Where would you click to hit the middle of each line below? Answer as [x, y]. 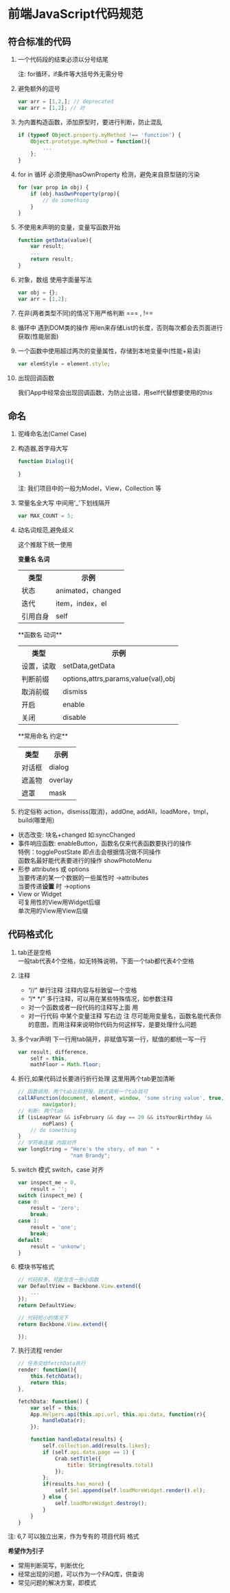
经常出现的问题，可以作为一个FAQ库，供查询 [81, 1574]
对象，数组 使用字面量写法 [55, 280]
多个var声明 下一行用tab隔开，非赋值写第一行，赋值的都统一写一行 [112, 1039]
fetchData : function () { [53, 1401]
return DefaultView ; [47, 1305]
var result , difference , [53, 1052]
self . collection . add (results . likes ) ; [96, 1446]
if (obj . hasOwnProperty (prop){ [75, 194]
